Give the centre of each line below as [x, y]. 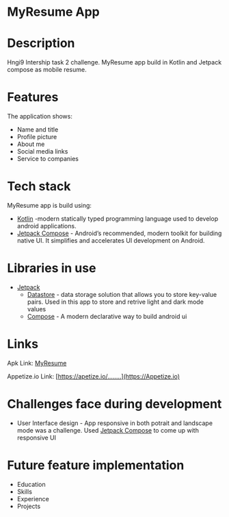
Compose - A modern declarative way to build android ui [107, 316]
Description [41, 44]
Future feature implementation [96, 465]
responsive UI [37, 437]
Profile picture [37, 137]
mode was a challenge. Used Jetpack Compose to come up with [108, 430]
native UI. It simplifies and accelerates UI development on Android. [111, 240]
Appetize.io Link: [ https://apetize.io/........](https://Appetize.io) [93, 376]
